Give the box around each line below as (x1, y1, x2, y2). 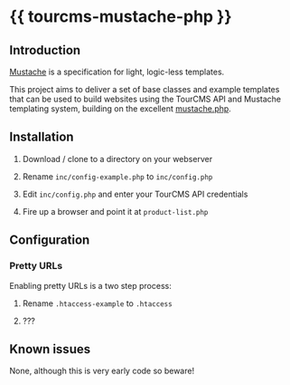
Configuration (9, 233, 90, 248)
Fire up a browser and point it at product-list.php (22, 206, 209, 217)
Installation (9, 130, 74, 145)
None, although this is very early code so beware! (9, 365, 195, 377)
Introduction (9, 43, 81, 58)
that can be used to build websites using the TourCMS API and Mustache (9, 93, 282, 104)
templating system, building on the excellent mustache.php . (9, 103, 232, 114)
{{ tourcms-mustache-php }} (9, 6, 232, 27)
